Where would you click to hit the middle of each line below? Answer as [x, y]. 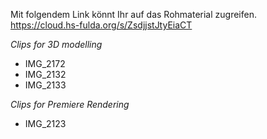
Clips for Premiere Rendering [70, 104]
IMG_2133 [45, 85]
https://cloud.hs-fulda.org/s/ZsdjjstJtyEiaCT [101, 25]
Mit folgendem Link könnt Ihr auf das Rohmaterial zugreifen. [133, 14]
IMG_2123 [45, 123]
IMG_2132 [45, 74]
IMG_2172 [45, 63]
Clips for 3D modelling [56, 44]
